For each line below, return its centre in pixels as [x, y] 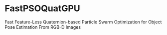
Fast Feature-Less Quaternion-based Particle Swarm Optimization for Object [83, 22]
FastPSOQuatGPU [42, 9]
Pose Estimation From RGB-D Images [43, 27]
